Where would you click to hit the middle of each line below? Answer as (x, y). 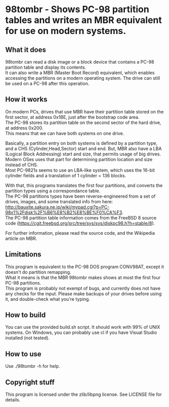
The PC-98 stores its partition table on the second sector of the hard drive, (83, 122)
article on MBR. (21, 238)
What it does (26, 50)
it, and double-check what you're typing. (48, 299)
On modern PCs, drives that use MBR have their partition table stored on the (85, 112)
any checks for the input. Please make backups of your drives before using (83, 294)
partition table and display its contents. (46, 67)
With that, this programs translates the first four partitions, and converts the (84, 185)
